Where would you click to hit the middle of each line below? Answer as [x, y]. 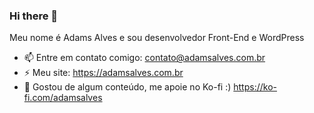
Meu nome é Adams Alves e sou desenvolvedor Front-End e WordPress [157, 38]
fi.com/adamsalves [63, 98]
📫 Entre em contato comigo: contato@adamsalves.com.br [144, 58]
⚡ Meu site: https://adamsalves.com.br [103, 73]
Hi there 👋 [34, 16]
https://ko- [255, 87]
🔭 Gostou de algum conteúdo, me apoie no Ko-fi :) [127, 87]
